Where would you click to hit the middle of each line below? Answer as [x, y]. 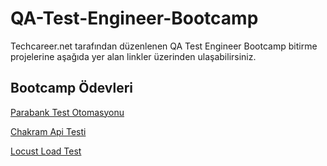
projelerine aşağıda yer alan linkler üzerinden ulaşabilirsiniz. [133, 56]
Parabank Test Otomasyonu [67, 112]
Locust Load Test [46, 151]
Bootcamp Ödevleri [71, 88]
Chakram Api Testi [48, 131]
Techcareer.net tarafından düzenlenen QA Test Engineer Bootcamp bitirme [164, 46]
